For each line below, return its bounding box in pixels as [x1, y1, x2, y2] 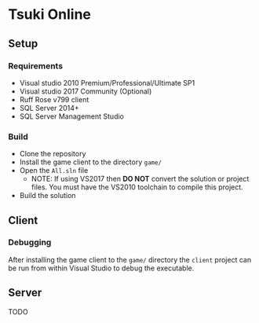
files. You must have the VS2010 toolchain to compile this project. [31, 182, 243, 192]
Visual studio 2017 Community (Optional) [19, 86, 152, 96]
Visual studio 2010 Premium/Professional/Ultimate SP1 [19, 78, 195, 87]
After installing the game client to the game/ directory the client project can [8, 255, 252, 264]
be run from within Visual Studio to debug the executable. [8, 263, 195, 273]
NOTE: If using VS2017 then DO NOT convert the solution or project [31, 174, 250, 184]
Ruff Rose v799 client [19, 94, 89, 104]
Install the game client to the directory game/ [19, 157, 162, 167]
